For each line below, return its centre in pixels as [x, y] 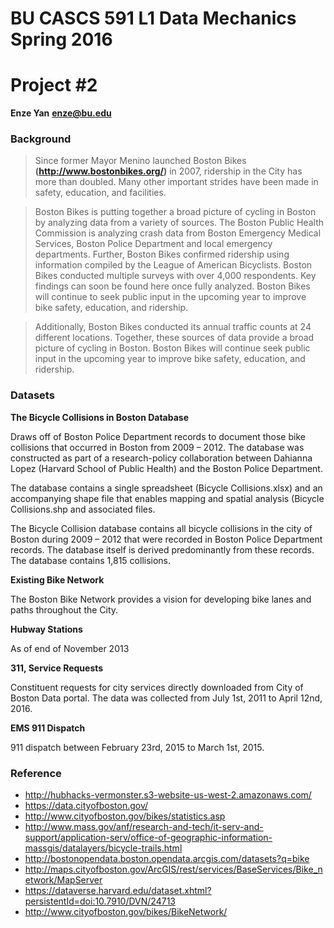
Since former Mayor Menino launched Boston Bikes [140, 161]
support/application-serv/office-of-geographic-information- [148, 838]
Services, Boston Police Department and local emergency [153, 244]
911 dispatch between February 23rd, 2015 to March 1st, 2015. [137, 747]
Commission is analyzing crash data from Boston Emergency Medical [178, 233]
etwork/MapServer [63, 880]
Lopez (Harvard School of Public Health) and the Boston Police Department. [166, 468]
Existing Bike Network [57, 579]
